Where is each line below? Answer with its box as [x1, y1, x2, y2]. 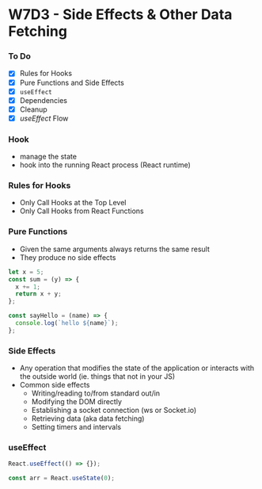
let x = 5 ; [8, 268, 44, 276]
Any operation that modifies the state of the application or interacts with [19, 363, 255, 373]
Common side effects [19, 380, 90, 390]
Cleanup [19, 105, 47, 114]
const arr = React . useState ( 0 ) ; [8, 474, 115, 483]
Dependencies [19, 95, 67, 105]
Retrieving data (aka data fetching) [31, 414, 145, 423]
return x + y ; [15, 290, 62, 298]
